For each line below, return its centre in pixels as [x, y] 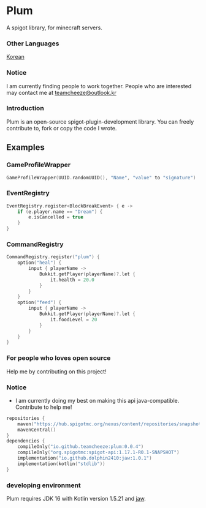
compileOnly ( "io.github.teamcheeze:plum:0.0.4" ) [81, 447]
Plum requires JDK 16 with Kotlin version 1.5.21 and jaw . [76, 499]
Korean [15, 57]
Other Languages [33, 43]
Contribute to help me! [44, 407]
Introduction [25, 108]
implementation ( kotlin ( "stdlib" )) [61, 464]
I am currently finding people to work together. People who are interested [99, 86]
